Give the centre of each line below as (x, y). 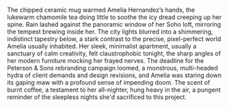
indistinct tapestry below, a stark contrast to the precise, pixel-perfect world (114, 39)
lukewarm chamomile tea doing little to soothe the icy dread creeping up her (114, 17)
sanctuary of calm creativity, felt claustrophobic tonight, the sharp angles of (114, 53)
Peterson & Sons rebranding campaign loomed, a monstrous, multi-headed (112, 68)
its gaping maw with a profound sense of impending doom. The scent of (109, 82)
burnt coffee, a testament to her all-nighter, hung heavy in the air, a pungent (114, 90)
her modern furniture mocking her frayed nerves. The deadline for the (106, 60)
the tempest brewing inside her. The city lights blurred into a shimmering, (110, 31)
